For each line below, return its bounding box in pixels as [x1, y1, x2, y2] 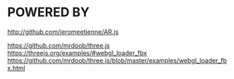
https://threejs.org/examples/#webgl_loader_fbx [7, 49, 147, 57]
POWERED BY [7, 4, 90, 20]
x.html [7, 63, 26, 72]
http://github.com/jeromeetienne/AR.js [7, 28, 119, 36]
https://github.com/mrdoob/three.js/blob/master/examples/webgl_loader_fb [7, 56, 228, 64]
